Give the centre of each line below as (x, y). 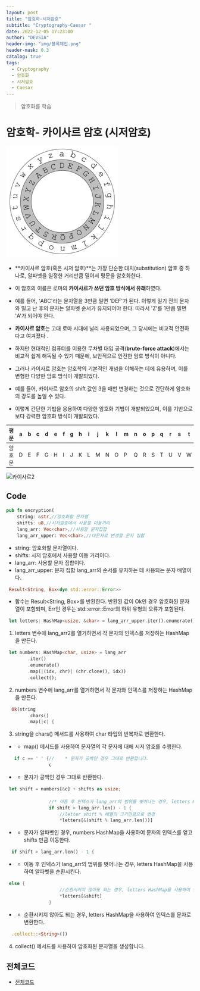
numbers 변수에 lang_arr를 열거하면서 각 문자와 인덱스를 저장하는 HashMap (104, 690)
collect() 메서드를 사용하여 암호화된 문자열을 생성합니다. (80, 946)
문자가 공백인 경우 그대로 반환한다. (63, 777)
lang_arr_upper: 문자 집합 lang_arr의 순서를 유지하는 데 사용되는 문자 (95, 570)
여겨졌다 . (37, 336)
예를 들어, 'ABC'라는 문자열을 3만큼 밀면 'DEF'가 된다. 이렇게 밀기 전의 (96, 301)
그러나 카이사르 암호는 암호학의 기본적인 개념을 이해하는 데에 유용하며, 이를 (101, 368)
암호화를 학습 (36, 107)
